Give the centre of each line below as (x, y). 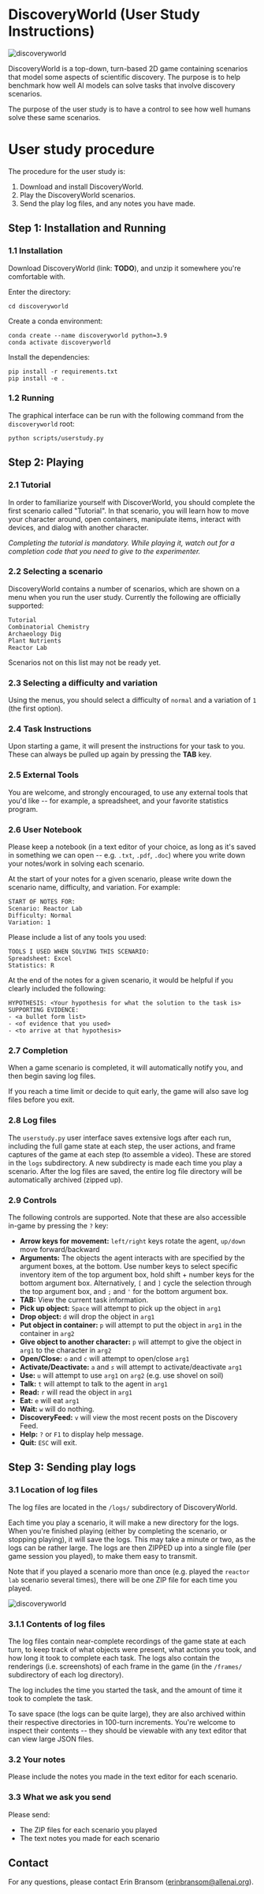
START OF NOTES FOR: (42, 902)
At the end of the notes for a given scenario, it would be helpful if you (121, 980)
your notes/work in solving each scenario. (76, 864)
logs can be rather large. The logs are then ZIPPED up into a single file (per (130, 1548)
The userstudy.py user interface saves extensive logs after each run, (120, 1138)
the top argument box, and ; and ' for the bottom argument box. (124, 1291)
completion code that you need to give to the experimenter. (104, 551)
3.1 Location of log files (53, 1490)
